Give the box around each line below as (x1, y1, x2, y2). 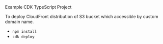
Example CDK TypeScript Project (5, 4, 72, 10)
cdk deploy (12, 34, 35, 39)
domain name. (5, 19, 34, 24)
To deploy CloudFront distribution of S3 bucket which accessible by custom (5, 14, 159, 19)
